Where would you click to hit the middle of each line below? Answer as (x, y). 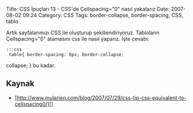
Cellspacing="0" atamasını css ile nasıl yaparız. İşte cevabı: (78, 39)
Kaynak (20, 84)
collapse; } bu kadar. (31, 65)
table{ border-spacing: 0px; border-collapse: (66, 55)
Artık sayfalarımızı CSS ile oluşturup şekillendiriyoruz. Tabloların (83, 33)
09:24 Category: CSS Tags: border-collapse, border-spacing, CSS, (103, 15)
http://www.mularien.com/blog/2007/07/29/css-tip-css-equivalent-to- (102, 98)
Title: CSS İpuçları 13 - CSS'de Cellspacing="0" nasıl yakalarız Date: (88, 9)
